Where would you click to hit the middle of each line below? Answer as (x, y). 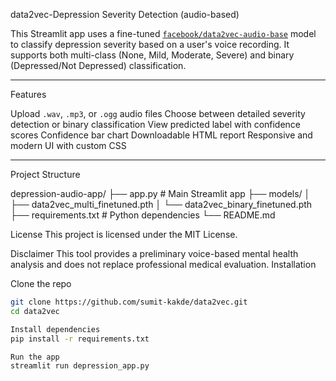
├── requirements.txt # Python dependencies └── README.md (143, 215)
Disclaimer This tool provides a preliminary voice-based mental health (154, 253)
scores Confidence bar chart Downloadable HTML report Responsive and (161, 135)
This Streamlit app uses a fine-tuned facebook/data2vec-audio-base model (163, 33)
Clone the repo (41, 283)
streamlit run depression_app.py (80, 366)
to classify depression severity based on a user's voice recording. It (150, 44)
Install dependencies (55, 329)
